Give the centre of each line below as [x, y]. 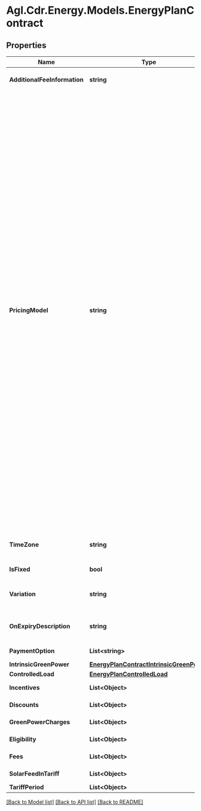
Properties [26, 45]
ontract [25, 23]
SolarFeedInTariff [34, 774]
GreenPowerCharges [40, 722]
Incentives [25, 688]
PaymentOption [32, 651]
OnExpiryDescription [40, 626]
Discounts [24, 705]
